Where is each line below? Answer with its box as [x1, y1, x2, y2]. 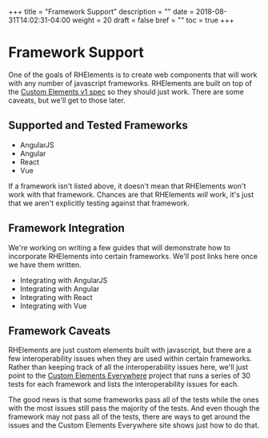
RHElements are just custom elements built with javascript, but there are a [8, 345, 252, 355]
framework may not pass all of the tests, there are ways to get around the [8, 412, 250, 422]
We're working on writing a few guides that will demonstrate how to [8, 242, 230, 252]
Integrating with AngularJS [19, 275, 108, 285]
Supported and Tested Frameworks [8, 119, 188, 132]
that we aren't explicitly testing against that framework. [8, 198, 190, 208]
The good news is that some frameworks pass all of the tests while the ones [8, 395, 259, 404]
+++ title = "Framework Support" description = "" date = [8, 7, 194, 16]
